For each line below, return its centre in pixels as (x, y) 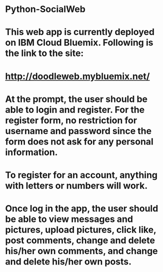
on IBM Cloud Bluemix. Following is (79, 43)
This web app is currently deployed (80, 32)
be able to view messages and (69, 219)
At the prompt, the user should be (76, 99)
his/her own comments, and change (82, 251)
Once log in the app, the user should (82, 209)
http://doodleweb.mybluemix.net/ (77, 76)
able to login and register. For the (75, 110)
